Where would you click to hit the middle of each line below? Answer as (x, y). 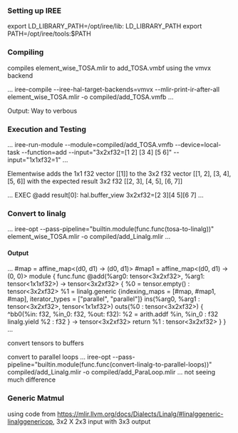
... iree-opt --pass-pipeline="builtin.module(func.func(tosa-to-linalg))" (111, 229)
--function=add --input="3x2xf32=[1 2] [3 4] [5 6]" (97, 152)
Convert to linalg (37, 213)
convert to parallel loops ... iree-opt (59, 357)
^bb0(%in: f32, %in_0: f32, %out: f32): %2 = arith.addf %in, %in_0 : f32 (113, 314)
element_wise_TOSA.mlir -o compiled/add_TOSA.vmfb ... (90, 97)
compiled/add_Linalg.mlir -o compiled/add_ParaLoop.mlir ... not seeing (112, 372)
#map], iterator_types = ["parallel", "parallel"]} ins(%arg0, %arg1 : (104, 299)
